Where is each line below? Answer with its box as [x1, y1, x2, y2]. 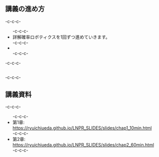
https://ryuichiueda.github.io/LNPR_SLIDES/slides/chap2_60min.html [12, 142, 154, 148]
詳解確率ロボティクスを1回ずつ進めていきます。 [12, 34, 110, 40]
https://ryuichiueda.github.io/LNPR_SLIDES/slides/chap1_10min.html [12, 125, 152, 131]
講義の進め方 [5, 4, 45, 13]
